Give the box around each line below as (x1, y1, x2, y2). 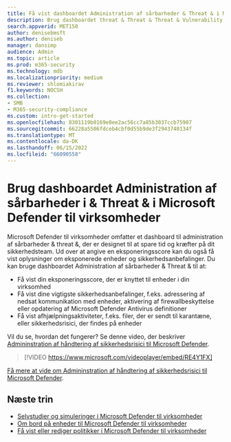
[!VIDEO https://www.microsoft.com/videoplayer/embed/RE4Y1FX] (23, 352, 213, 361)
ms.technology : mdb (7, 67, 63, 74)
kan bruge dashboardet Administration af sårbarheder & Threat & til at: (7, 262, 208, 270)
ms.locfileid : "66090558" (7, 151, 81, 158)
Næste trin (7, 394, 54, 406)
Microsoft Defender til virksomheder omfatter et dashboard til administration (7, 232, 223, 241)
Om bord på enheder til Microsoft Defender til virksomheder (16, 419, 187, 428)
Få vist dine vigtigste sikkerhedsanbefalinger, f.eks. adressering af (16, 290, 205, 298)
